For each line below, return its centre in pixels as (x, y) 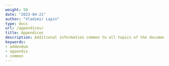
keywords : (16, 42)
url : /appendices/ (24, 28)
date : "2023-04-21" (26, 14)
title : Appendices (24, 33)
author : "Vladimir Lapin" (32, 19)
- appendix (17, 51)
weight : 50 (17, 10)
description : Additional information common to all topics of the (76, 38)
